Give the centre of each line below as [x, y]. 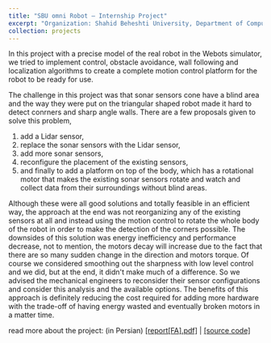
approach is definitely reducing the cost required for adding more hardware [134, 298]
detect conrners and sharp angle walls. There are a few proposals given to [132, 112]
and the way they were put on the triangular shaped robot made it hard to [130, 104]
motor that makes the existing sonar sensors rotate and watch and [130, 179]
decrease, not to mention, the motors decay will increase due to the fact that [135, 246]
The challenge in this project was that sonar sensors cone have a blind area [134, 95]
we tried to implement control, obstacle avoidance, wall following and [123, 62]
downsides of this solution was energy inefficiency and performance [122, 238]
